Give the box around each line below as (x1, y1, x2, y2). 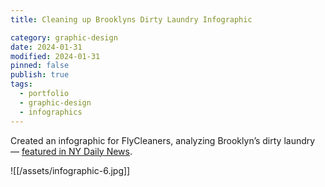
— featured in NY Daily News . (10, 145, 133, 157)
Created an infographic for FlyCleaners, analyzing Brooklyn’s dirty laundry (10, 134, 316, 146)
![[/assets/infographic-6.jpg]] (10, 164, 131, 176)
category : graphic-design (10, 32, 118, 43)
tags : (10, 79, 33, 90)
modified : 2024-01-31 (10, 51, 101, 61)
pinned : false (10, 61, 70, 71)
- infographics (19, 107, 83, 117)
